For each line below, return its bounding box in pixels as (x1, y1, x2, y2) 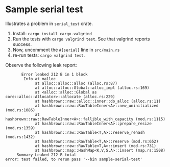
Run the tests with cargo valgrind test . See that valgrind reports (12, 36, 150, 42)
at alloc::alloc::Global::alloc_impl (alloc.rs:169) (35, 85, 150, 90)
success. (12, 41, 32, 47)
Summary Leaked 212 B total (16, 152, 77, 157)
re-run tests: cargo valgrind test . (12, 52, 85, 58)
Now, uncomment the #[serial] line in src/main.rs (12, 46, 120, 53)
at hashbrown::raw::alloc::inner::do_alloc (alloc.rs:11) (35, 99, 161, 104)
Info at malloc (23, 76, 56, 81)
